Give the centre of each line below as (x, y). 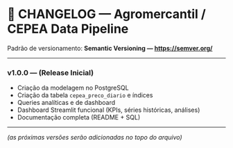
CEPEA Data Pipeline (68, 29)
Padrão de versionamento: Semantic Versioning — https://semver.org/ (110, 48)
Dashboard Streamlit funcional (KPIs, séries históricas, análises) (109, 110)
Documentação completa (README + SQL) (79, 117)
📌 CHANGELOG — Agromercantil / (106, 14)
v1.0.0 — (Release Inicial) (51, 72)
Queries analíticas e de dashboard (66, 103)
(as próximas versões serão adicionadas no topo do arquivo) (95, 138)
